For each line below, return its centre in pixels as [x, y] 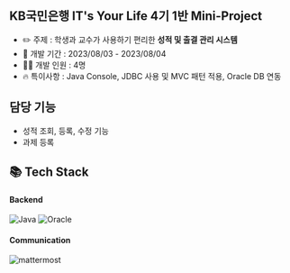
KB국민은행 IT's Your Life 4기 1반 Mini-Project [136, 16]
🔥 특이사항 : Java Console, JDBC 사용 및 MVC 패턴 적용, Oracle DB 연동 [152, 76]
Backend [26, 199]
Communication [40, 240]
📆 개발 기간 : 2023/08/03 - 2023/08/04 [94, 53]
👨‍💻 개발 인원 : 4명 [54, 65]
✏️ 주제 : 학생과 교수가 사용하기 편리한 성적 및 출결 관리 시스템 [130, 40]
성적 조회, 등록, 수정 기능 [66, 131]
